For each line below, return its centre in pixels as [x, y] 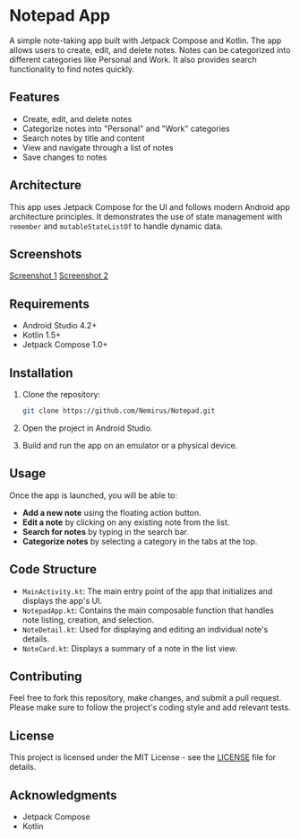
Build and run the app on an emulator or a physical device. [130, 445]
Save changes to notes [64, 157]
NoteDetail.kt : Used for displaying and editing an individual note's [145, 629]
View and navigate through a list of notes [98, 147]
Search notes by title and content [83, 138]
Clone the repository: [61, 394]
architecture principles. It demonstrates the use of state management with [146, 216]
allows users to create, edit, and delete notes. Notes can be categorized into [150, 49]
